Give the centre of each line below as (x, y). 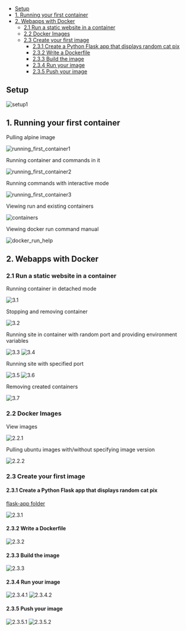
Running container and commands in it (53, 160)
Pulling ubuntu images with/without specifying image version (81, 449)
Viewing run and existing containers (50, 206)
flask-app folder (26, 503)
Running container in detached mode (51, 289)
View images (22, 426)
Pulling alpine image (31, 137)
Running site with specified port (45, 364)
